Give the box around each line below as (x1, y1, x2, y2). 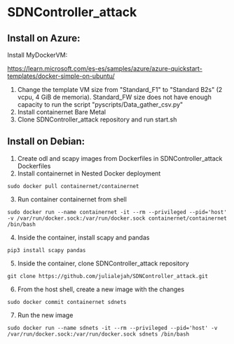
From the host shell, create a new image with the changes (17, 285, 184, 293)
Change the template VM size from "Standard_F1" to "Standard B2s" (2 (17, 86, 223, 93)
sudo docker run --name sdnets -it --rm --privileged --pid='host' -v (7, 324, 218, 331)
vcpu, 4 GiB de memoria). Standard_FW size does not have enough (17, 93, 212, 101)
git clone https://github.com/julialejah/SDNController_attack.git (7, 272, 209, 279)
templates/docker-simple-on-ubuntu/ (7, 72, 115, 80)
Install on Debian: (7, 135, 85, 147)
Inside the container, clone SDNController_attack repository (17, 259, 189, 267)
